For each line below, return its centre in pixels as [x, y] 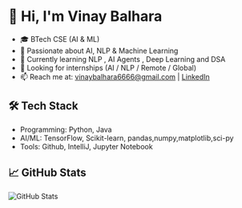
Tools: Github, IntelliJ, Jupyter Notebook [87, 146]
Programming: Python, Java [66, 129]
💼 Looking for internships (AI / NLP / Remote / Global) [108, 67]
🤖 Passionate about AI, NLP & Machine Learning [99, 51]
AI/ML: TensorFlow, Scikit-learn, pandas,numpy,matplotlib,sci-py [127, 138]
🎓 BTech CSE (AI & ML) [60, 39]
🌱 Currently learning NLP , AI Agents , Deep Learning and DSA [123, 59]
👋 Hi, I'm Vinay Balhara [85, 16]
